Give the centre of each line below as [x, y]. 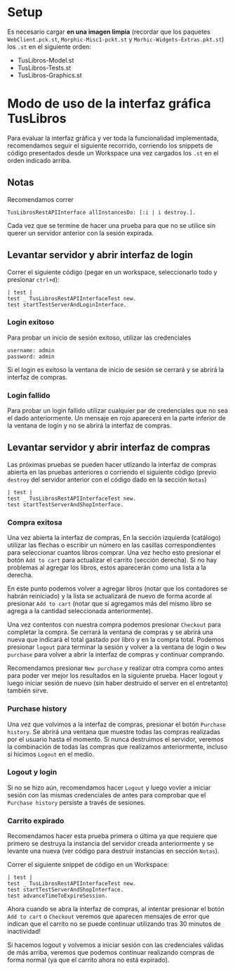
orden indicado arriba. [39, 160]
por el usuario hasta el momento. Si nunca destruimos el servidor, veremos [116, 739]
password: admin [31, 356]
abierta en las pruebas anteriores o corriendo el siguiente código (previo [112, 472]
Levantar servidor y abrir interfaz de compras [109, 448]
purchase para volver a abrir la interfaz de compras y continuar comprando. [116, 655]
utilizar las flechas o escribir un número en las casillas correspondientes [112, 545]
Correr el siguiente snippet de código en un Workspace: [88, 865]
